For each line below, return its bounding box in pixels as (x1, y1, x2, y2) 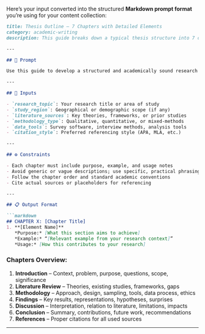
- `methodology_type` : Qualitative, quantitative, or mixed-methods (6, 118, 184, 124)
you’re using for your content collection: (6, 12, 107, 19)
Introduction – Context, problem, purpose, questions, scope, (15, 269, 169, 277)
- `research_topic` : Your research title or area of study (6, 101, 160, 107)
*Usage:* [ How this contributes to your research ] (14, 241, 146, 247)
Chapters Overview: (6, 256, 68, 264)
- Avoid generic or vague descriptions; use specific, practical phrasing (6, 168, 201, 174)
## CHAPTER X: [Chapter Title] (6, 218, 86, 225)
